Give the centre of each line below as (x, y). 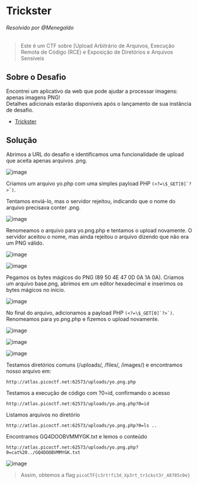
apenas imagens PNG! (33, 98)
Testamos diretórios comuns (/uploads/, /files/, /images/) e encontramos (95, 365)
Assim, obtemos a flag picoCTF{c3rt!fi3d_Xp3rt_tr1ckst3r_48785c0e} (106, 475)
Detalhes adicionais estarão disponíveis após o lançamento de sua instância (99, 104)
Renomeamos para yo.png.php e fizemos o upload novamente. (83, 319)
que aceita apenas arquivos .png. (47, 161)
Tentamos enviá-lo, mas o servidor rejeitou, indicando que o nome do (91, 202)
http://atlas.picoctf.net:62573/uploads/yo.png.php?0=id (78, 404)
